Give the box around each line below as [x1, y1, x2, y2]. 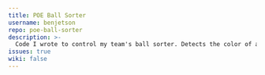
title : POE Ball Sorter [8, 11, 87, 20]
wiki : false [8, 55, 47, 63]
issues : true [8, 48, 51, 55]
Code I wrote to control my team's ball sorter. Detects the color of [15, 41, 252, 48]
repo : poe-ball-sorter [8, 26, 83, 34]
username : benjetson [8, 19, 77, 27]
